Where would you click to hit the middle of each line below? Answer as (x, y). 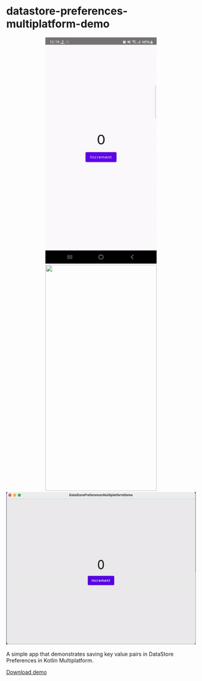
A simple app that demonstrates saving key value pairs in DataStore (90, 654)
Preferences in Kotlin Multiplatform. (50, 660)
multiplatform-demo (58, 24)
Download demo (26, 672)
